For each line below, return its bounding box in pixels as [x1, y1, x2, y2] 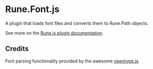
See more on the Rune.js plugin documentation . [5, 30, 104, 36]
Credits [5, 44, 29, 53]
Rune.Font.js [5, 4, 60, 15]
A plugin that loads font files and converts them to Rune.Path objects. [5, 20, 149, 26]
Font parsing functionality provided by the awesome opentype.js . [5, 58, 140, 64]
